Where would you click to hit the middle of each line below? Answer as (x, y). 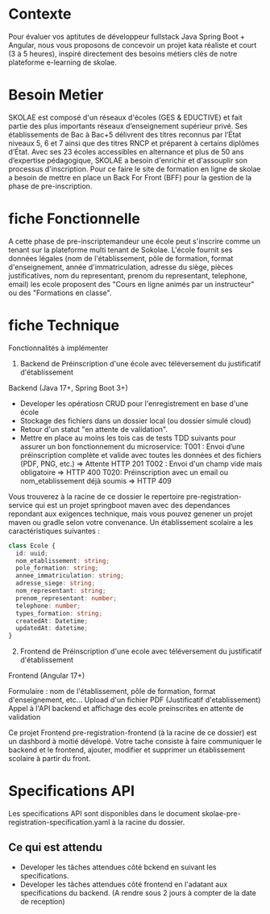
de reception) (43, 901)
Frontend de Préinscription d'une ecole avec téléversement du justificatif (141, 651)
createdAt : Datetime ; (52, 621)
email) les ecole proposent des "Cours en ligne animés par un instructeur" (131, 284)
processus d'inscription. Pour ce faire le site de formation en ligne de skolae (135, 169)
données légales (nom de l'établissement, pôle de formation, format (121, 258)
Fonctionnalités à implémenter (58, 348)
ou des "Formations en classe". (60, 293)
